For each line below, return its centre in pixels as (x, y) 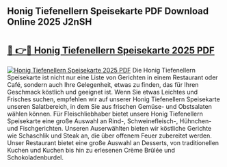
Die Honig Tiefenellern (164, 70)
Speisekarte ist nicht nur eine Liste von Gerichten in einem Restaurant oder (112, 77)
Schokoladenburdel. (35, 157)
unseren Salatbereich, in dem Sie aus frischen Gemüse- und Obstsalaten (109, 106)
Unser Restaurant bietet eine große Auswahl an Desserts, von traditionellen (113, 143)
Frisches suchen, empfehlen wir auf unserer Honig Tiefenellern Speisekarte (113, 99)
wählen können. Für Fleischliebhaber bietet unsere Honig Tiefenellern (105, 114)
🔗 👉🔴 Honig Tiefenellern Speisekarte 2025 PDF (111, 50)
